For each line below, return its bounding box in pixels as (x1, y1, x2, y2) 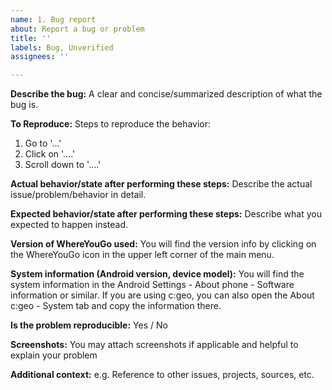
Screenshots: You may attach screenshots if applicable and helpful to (10, 339, 299, 351)
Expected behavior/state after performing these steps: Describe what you (10, 208, 322, 220)
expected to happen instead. (10, 219, 129, 231)
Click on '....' (24, 148, 76, 160)
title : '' (10, 33, 52, 43)
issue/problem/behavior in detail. (10, 189, 147, 201)
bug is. (10, 99, 39, 111)
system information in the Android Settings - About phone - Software (10, 279, 295, 291)
